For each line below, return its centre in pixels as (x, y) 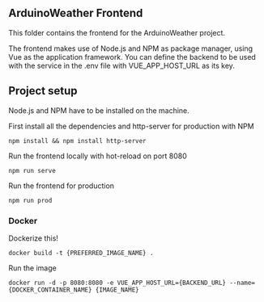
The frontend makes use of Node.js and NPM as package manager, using (131, 48)
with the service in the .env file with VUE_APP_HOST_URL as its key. (121, 65)
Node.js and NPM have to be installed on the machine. (99, 110)
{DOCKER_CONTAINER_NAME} (50, 290)
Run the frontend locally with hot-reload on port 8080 (98, 156)
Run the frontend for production (62, 186)
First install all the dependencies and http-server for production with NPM (131, 126)
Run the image (32, 268)
